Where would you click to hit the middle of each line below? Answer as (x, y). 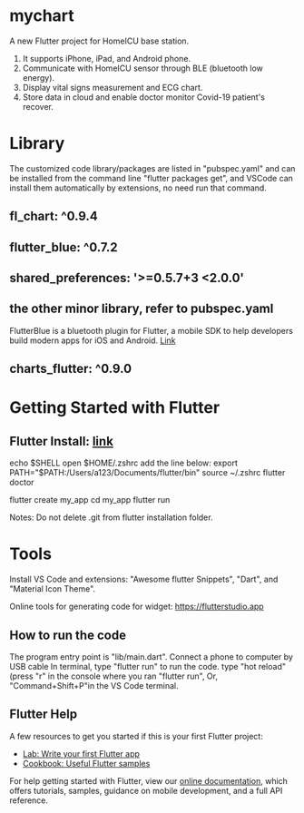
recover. (38, 106)
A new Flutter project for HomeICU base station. (99, 41)
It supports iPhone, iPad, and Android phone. (107, 58)
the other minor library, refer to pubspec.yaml (142, 309)
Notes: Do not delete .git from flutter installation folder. (111, 517)
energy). (39, 77)
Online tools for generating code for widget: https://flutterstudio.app (137, 607)
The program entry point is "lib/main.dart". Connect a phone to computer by (151, 657)
